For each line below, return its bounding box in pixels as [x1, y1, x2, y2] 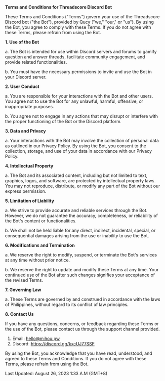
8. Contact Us [5, 311, 34, 317]
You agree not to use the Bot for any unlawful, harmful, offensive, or [5, 98, 143, 104]
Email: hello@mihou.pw [12, 336, 60, 341]
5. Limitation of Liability [5, 198, 54, 204]
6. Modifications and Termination [5, 242, 75, 248]
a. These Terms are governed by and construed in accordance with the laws [5, 296, 161, 302]
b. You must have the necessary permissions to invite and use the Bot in [5, 69, 152, 75]
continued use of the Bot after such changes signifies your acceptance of [5, 272, 155, 278]
